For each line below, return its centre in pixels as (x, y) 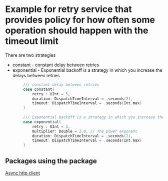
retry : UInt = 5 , (51, 94)
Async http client (22, 173)
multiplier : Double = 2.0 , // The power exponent (84, 131)
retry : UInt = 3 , (51, 126)
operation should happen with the (77, 31)
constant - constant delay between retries (55, 65)
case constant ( (39, 89)
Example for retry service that (68, 9)
